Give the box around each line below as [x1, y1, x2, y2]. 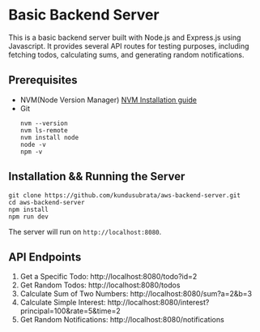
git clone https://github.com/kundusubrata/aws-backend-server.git [8, 191, 241, 200]
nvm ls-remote [19, 126, 68, 135]
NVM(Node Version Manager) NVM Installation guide [19, 95, 197, 105]
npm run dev [8, 213, 49, 221]
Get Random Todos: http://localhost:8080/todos [19, 280, 181, 290]
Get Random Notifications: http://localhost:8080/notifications [19, 315, 224, 325]
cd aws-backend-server [8, 198, 85, 206]
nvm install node [19, 133, 79, 141]
